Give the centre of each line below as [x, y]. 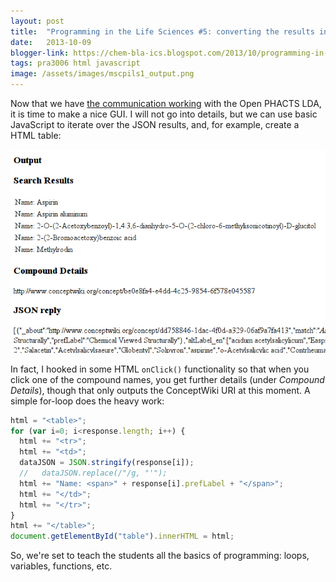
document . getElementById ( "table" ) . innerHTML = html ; [122, 536]
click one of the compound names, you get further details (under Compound [167, 379]
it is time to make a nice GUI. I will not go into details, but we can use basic [164, 114]
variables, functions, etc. [61, 566]
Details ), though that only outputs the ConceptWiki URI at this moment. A [160, 390]
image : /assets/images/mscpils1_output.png [102, 74]
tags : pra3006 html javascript [75, 63]
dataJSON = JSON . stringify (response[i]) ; [107, 463]
